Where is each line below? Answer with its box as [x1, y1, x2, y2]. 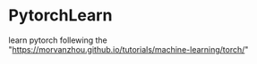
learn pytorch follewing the [8, 35, 108, 45]
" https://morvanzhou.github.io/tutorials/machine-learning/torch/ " [8, 44, 249, 54]
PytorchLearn [8, 5, 113, 26]
